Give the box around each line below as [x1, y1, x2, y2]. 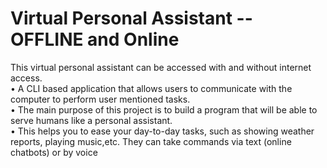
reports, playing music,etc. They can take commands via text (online [10, 135, 292, 147]
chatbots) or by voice [10, 146, 98, 158]
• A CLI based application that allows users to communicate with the [10, 82, 293, 94]
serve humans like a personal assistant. [10, 114, 173, 126]
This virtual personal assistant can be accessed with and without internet [10, 61, 312, 73]
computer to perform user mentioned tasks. [10, 93, 191, 105]
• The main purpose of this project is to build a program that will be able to [10, 103, 318, 116]
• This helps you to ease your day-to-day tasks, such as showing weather [10, 125, 315, 137]
